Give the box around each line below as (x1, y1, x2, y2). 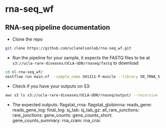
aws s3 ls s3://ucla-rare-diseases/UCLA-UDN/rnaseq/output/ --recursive (5, 92, 158, 97)
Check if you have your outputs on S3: (12, 83, 91, 89)
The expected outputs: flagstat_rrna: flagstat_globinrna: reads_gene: (12, 101, 152, 107)
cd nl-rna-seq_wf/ (5, 69, 43, 75)
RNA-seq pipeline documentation (5, 23, 110, 32)
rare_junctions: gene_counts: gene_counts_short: (12, 112, 113, 118)
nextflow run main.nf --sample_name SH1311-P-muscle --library (5, 74, 138, 79)
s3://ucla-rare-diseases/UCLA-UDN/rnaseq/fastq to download (12, 60, 139, 66)
